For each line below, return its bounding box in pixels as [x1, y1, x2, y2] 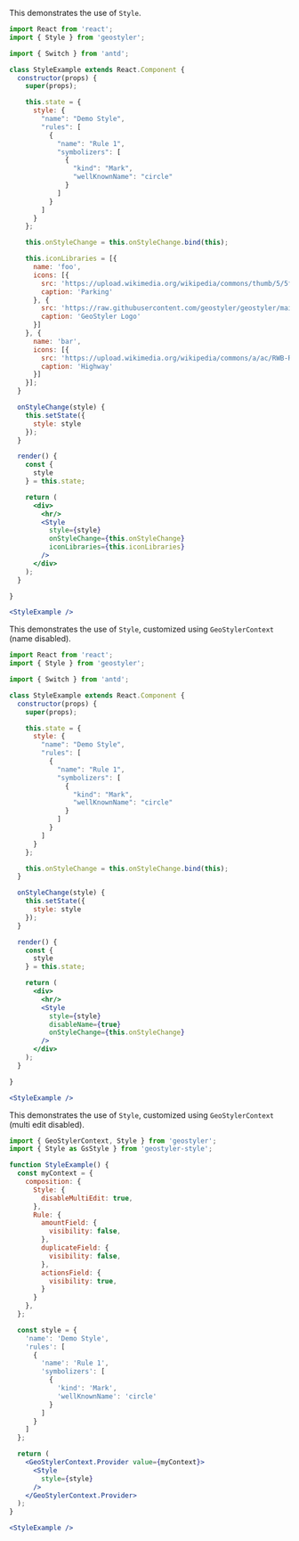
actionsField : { [41, 1268, 101, 1277]
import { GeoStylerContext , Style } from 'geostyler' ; [9, 1136, 217, 1146]
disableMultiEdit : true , [41, 1194, 133, 1203]
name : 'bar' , [32, 337, 82, 346]
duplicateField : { [41, 1243, 109, 1252]
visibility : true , [48, 1276, 117, 1285]
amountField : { [41, 1219, 98, 1227]
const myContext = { [17, 1169, 93, 1178]
